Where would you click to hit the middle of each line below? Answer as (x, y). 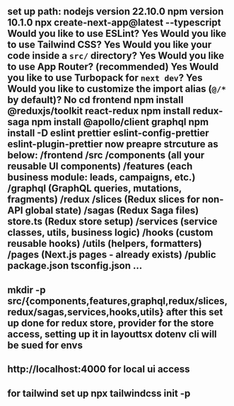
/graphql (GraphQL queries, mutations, (95, 188)
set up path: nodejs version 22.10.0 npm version (116, 12)
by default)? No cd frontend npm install (95, 100)
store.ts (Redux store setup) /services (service (112, 222)
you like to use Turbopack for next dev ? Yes (105, 78)
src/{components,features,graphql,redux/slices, (118, 301)
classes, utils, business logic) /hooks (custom (110, 233)
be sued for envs (45, 345)
